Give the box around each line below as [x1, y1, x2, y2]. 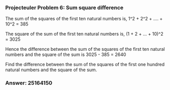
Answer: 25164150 [5, 79, 52, 86]
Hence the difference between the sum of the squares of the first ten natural [5, 46, 165, 52]
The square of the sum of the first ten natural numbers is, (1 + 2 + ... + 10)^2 [5, 31, 163, 37]
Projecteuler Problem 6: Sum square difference [5, 4, 124, 11]
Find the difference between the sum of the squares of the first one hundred [5, 62, 165, 68]
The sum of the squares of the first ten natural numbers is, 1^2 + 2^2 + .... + [5, 16, 163, 22]
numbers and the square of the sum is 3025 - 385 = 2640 [5, 51, 126, 57]
